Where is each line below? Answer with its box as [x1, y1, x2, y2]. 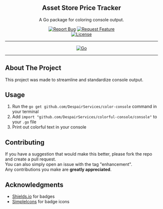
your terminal [12, 109, 39, 114]
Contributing [5, 138, 45, 146]
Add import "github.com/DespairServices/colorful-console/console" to [12, 114, 157, 120]
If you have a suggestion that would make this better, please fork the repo [5, 151, 152, 157]
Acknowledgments [5, 180, 64, 189]
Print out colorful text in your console [12, 124, 86, 130]
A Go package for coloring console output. [39, 16, 124, 22]
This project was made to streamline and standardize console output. [5, 77, 144, 82]
